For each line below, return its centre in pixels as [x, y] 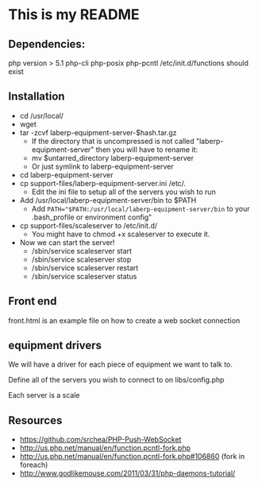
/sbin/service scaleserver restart [85, 267]
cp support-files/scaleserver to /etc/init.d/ [89, 225]
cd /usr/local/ [42, 115]
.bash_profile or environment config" [92, 217]
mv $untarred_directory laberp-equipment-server [113, 157]
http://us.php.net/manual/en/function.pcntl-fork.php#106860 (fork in [132, 457]
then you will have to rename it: [147, 150]
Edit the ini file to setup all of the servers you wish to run [123, 192]
